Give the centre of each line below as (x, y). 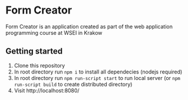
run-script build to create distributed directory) (73, 84)
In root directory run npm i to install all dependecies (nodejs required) (98, 72)
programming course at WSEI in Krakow (54, 32)
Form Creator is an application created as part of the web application (89, 26)
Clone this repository (39, 65)
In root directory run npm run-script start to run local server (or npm (97, 78)
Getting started (34, 51)
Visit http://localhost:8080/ (47, 90)
